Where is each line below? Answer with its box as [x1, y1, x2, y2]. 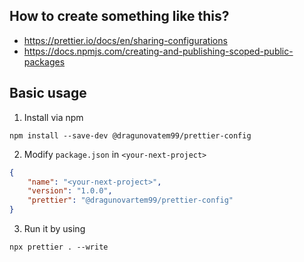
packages [23, 55, 66, 68]
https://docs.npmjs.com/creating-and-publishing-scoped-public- [23, 45, 294, 57]
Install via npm [23, 111, 84, 123]
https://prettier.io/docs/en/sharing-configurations [23, 34, 228, 46]
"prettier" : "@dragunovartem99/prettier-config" [27, 195, 234, 206]
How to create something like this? [9, 8, 230, 25]
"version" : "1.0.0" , [27, 186, 113, 196]
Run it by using [23, 223, 86, 234]
